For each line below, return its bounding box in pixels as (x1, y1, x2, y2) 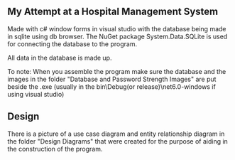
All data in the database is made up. (7, 53, 112, 62)
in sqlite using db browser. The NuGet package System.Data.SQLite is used (7, 32, 228, 41)
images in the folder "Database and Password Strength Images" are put (7, 75, 217, 83)
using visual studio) (7, 90, 65, 98)
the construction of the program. (7, 144, 103, 153)
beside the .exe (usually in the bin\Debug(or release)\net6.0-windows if (7, 82, 217, 91)
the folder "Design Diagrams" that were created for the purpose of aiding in (7, 137, 229, 145)
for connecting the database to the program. (7, 39, 137, 48)
